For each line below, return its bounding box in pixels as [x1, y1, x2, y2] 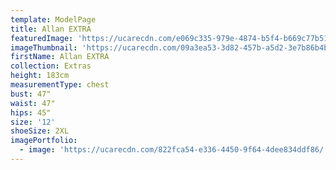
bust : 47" [10, 89, 52, 99]
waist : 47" [10, 98, 56, 108]
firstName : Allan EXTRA [10, 52, 110, 62]
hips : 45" [10, 107, 52, 118]
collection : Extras [10, 61, 92, 71]
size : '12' [10, 117, 56, 127]
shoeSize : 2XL [10, 126, 70, 136]
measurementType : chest [10, 80, 110, 90]
